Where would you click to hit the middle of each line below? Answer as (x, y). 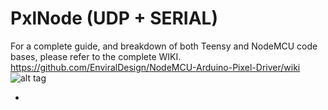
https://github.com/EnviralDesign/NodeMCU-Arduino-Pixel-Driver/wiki (155, 67)
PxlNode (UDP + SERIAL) (114, 18)
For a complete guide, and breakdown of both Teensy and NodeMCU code (164, 46)
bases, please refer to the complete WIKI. (96, 56)
